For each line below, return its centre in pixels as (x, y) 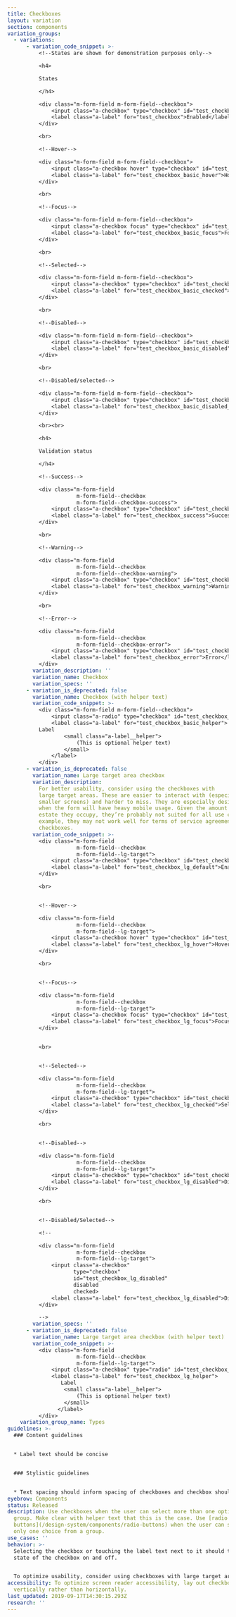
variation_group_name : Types (63, 1422)
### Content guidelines (48, 1436)
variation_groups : (34, 33)
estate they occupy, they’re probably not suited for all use (131, 815)
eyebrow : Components (38, 1499)
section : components (38, 27)
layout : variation (34, 20)
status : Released (33, 1505)
